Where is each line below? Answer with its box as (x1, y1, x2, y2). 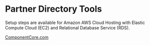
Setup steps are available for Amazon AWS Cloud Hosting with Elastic (5, 20, 145, 25)
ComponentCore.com (5, 34, 49, 40)
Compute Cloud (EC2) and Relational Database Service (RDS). (5, 24, 130, 30)
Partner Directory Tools (5, 3, 102, 15)
